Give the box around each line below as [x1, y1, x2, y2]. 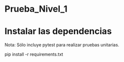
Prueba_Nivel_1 [4, 3, 68, 15]
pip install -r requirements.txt [4, 51, 63, 57]
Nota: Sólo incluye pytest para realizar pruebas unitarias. [4, 42, 120, 48]
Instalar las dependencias [4, 26, 112, 37]
